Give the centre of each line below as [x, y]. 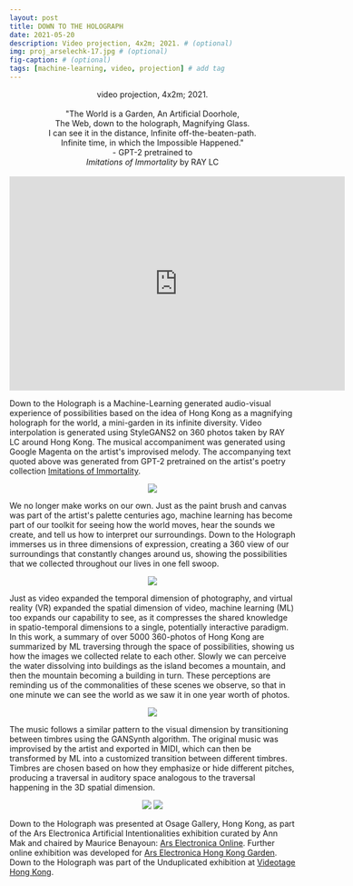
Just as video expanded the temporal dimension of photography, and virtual [151, 598]
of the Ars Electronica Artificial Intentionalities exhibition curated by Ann [144, 833]
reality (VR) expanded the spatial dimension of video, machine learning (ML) [152, 607]
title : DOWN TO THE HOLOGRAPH [67, 26]
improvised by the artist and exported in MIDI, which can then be [131, 748]
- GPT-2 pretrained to [152, 152]
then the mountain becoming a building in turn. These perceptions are [140, 675]
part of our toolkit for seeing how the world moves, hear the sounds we [142, 524]
